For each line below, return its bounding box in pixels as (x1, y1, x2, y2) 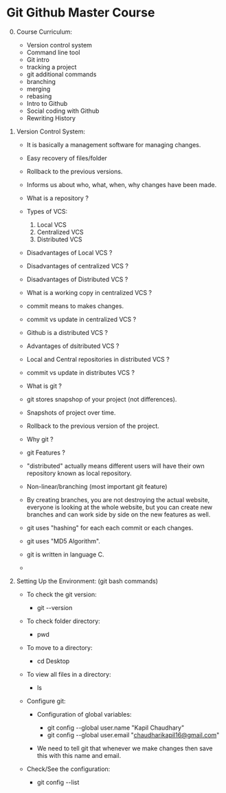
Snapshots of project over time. (26, 408, 116, 417)
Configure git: (26, 697, 66, 705)
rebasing (26, 91, 52, 100)
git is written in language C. (26, 550, 104, 558)
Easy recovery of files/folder (26, 153, 108, 162)
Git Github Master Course (6, 5, 155, 21)
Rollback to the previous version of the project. (26, 422, 159, 430)
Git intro (26, 55, 49, 63)
